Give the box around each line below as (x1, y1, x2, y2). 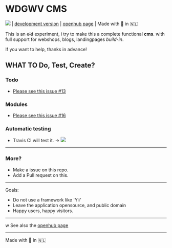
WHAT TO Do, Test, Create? (5, 61, 96, 70)
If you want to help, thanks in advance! (5, 46, 87, 52)
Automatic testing (5, 125, 51, 132)
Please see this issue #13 (12, 88, 66, 94)
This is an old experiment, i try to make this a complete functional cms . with (5, 31, 165, 37)
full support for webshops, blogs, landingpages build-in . (5, 36, 124, 42)
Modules (5, 101, 28, 108)
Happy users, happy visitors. (12, 208, 73, 214)
